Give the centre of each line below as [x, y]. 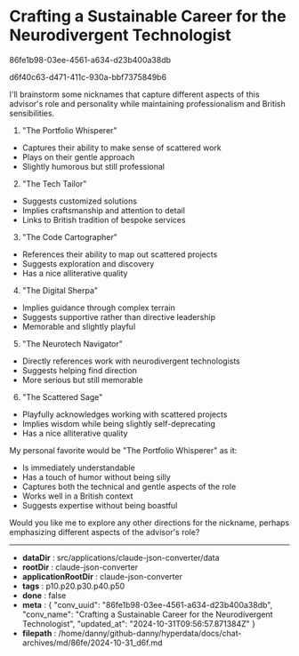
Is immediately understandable [78, 468]
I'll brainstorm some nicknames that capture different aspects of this [134, 94]
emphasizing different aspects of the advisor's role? [105, 532]
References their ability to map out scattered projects [120, 254]
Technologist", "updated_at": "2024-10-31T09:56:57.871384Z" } [139, 623]
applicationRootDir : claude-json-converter [102, 576]
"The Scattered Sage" [62, 396]
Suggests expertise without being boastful [100, 505]
